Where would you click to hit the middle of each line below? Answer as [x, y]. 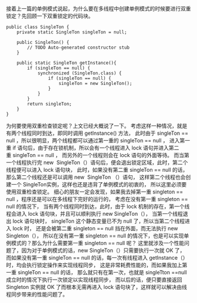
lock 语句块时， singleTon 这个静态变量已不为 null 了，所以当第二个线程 [99, 221]
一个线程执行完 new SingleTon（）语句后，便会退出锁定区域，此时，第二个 [97, 162]
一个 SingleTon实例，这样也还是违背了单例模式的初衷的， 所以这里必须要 [99, 184]
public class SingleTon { [38, 27]
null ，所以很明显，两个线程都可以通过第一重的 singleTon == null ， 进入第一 [98, 140]
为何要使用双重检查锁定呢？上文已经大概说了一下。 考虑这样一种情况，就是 [97, 126]
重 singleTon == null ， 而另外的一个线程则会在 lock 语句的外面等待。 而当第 [98, 155]
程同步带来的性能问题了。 [37, 294]
